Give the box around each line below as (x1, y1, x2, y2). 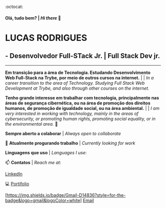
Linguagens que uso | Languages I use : (5, 149, 87, 155)
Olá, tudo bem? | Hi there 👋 (5, 15, 61, 21)
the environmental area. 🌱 (5, 121, 58, 127)
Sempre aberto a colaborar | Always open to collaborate (5, 130, 121, 137)
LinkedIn (5, 171, 23, 176)
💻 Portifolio (5, 180, 30, 186)
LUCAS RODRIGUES (5, 32, 87, 43)
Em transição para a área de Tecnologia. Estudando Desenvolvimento (5, 69, 151, 75)
